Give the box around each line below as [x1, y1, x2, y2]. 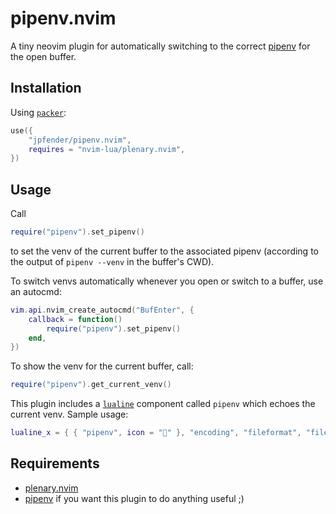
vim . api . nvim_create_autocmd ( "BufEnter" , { [10, 305, 195, 315]
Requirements [10, 455, 100, 472]
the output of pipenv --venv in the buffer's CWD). [10, 255, 215, 267]
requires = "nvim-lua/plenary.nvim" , [28, 144, 186, 154]
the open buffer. [10, 50, 77, 62]
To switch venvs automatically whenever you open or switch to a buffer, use [10, 275, 324, 287]
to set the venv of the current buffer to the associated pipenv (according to [10, 245, 319, 257]
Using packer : [10, 106, 67, 118]
